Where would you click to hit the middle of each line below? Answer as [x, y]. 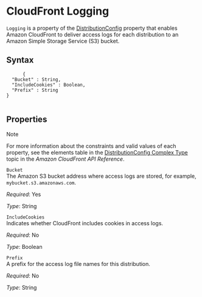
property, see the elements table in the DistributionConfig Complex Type [97, 152]
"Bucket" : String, [37, 79]
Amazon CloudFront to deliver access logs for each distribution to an [92, 34]
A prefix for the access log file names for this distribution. [78, 264]
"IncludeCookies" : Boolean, [49, 85]
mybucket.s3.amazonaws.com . [41, 182]
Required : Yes [24, 194]
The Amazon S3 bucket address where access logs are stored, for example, [101, 176]
